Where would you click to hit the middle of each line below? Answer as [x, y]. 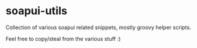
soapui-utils [36, 11]
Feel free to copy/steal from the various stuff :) [63, 39]
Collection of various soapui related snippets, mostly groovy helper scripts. [98, 27]
